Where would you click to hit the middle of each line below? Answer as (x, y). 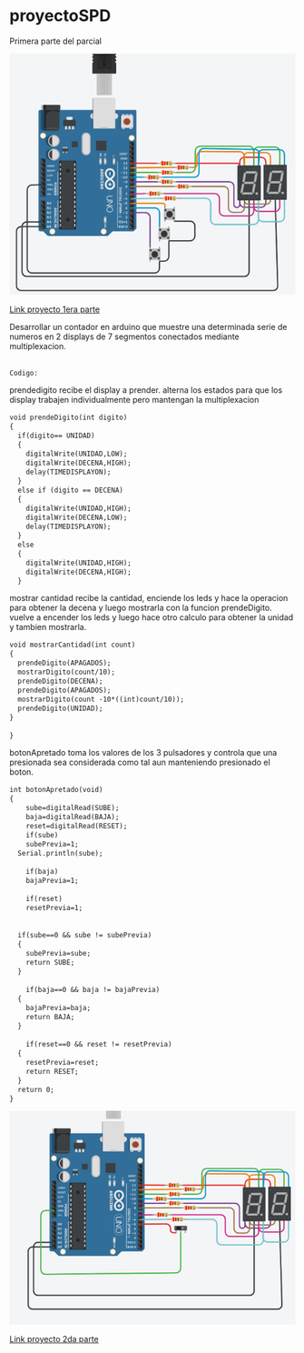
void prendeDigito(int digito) (69, 418)
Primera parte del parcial (56, 41)
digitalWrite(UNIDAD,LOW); (77, 454)
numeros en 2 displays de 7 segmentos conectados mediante (125, 336)
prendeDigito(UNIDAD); (60, 709)
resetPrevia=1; (54, 908)
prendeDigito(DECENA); (60, 682)
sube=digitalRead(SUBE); (73, 808)
